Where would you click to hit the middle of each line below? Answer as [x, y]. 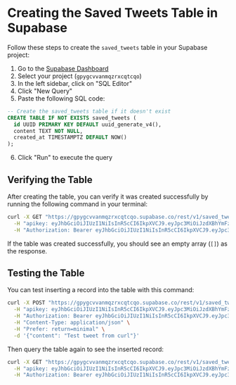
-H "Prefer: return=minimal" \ [59, 329]
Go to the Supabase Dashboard [63, 68]
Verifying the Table [50, 180]
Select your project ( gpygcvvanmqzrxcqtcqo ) [79, 76]
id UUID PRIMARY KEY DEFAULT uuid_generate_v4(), [87, 125]
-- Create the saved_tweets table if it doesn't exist [89, 111]
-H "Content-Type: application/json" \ [72, 323]
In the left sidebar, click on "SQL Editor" [75, 83]
